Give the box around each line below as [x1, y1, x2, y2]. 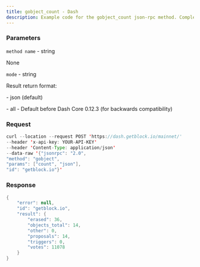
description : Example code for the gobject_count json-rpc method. [6, 14, 177, 20]
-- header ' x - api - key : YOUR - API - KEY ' [6, 139, 97, 145]
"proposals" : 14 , [27, 233, 70, 239]
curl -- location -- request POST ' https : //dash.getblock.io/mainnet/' [6, 133, 183, 140]
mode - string [6, 70, 37, 77]
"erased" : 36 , [27, 217, 62, 223]
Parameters [6, 34, 40, 42]
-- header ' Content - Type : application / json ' [6, 144, 116, 151]
